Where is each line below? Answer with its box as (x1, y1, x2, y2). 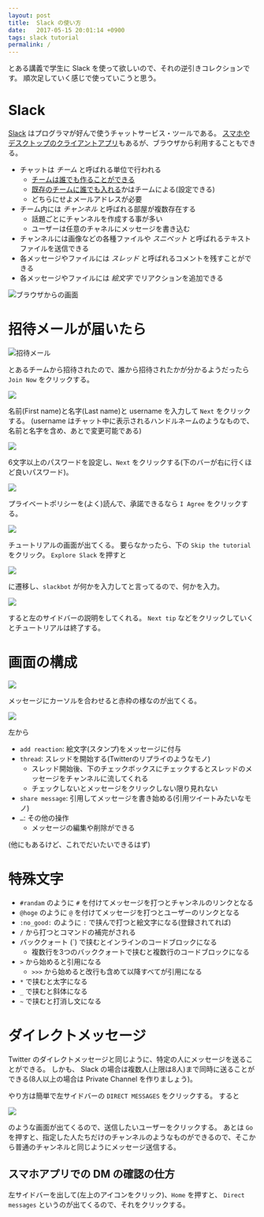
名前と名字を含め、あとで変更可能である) (8, 426, 142, 435)
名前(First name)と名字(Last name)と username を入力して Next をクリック (8, 407, 251, 415)
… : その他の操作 (19, 813, 69, 822)
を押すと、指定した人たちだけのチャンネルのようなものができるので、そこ (8, 1132, 250, 1141)
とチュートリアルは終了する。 (8, 623, 105, 632)
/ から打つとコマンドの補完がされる (19, 927, 136, 936)
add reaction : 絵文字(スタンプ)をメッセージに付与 (19, 744, 182, 754)
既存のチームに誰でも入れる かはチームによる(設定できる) (31, 184, 215, 194)
